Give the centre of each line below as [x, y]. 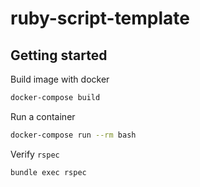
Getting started [59, 55]
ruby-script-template [100, 18]
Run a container [43, 116]
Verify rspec [35, 154]
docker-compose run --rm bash [73, 135]
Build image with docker [60, 79]
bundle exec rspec [48, 172]
